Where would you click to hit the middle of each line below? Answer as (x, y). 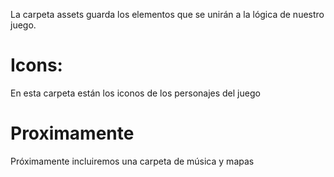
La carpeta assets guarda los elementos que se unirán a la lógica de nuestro (167, 14)
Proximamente (72, 133)
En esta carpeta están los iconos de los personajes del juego (135, 93)
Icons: (36, 65)
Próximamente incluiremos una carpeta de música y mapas (132, 161)
